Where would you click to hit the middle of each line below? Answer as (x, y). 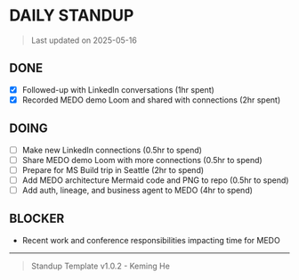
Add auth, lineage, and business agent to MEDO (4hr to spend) (137, 190)
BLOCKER (37, 219)
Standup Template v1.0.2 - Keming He (101, 266)
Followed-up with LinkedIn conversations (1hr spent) (118, 89)
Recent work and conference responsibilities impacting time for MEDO (151, 240)
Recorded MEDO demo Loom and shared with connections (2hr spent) (151, 100)
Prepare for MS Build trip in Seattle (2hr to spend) (113, 169)
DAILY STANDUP (72, 16)
